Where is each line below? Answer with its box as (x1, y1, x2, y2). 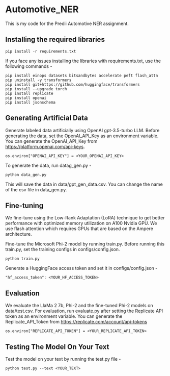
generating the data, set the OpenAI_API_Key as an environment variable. (5, 133, 159, 139)
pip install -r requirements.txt (5, 48, 76, 54)
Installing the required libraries (5, 35, 105, 44)
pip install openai (5, 95, 47, 101)
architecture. (5, 231, 32, 237)
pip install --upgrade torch (5, 86, 67, 91)
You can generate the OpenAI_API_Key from (5, 138, 98, 144)
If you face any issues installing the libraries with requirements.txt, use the (5, 58, 161, 64)
